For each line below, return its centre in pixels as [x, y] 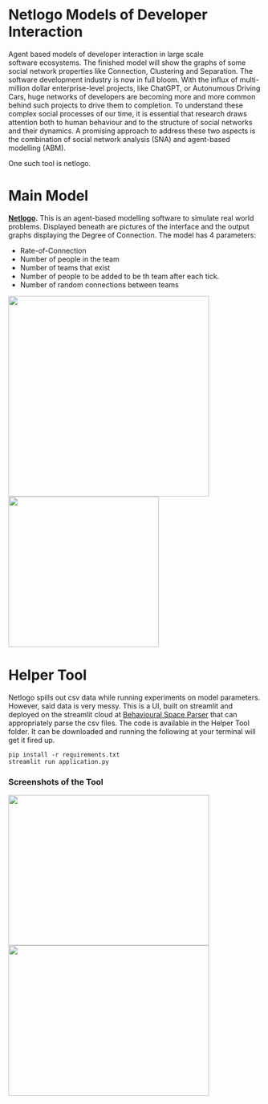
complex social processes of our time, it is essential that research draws [128, 113]
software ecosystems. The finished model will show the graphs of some [127, 63]
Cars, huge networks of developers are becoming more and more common [132, 96]
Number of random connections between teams [99, 284]
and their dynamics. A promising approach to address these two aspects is [132, 131]
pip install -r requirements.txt [64, 755]
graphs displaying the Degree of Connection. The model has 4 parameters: [132, 235]
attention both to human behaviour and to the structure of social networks [130, 122]
